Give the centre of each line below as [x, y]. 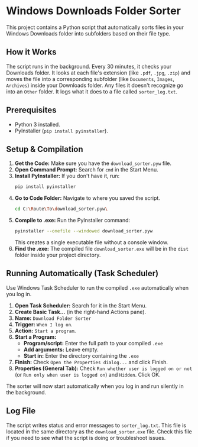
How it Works [31, 52]
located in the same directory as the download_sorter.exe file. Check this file [99, 431]
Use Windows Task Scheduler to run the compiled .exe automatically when [98, 287]
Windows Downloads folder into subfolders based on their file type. [88, 33]
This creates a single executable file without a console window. [92, 242]
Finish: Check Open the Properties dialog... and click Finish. [91, 362]
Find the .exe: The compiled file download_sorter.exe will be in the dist [102, 249]
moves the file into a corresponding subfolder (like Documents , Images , [90, 79]
